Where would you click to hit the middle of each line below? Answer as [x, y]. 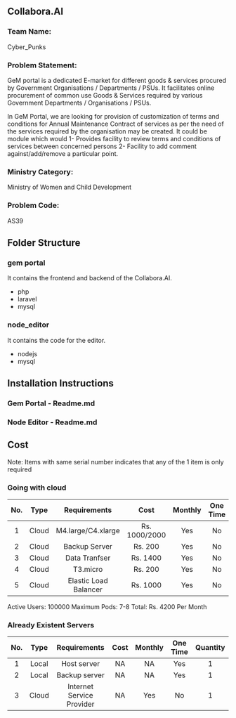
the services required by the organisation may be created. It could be [107, 131]
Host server [80, 664]
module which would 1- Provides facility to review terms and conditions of [114, 138]
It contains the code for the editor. [57, 340]
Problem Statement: [42, 65]
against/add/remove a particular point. [63, 153]
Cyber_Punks [27, 47]
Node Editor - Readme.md [52, 422]
